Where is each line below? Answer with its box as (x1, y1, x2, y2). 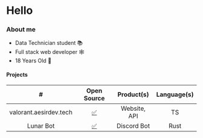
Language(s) (156, 90, 194, 99)
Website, (120, 104, 146, 113)
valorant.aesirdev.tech (9, 108, 72, 116)
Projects (6, 71, 28, 79)
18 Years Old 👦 (14, 57, 52, 64)
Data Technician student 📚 (14, 39, 83, 47)
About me (6, 25, 36, 34)
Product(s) (117, 90, 149, 99)
